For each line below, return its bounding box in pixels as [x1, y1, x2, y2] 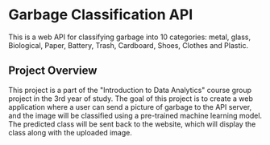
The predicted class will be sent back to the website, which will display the [8, 119, 256, 129]
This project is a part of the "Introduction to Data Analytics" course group [8, 85, 252, 95]
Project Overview [8, 64, 98, 78]
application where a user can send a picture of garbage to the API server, [8, 102, 252, 111]
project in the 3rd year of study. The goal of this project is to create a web [8, 94, 254, 103]
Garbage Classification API [8, 6, 193, 24]
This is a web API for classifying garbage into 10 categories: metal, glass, [8, 32, 251, 42]
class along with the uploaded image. [8, 127, 133, 137]
